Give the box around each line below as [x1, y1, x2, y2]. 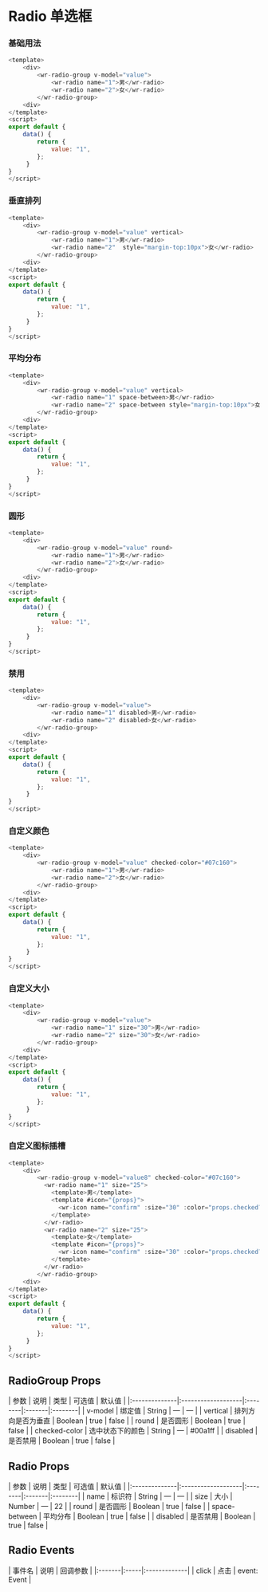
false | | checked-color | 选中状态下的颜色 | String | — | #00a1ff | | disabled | [8, 1426, 258, 1436]
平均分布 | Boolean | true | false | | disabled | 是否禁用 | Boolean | [42, 1511, 256, 1521]
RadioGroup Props [8, 1374, 101, 1387]
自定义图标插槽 [8, 1141, 66, 1152]
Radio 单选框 [8, 7, 93, 26]
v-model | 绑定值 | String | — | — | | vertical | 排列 [86, 1406, 249, 1416]
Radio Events [8, 1543, 75, 1557]
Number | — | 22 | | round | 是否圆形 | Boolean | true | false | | [8, 1501, 211, 1511]
